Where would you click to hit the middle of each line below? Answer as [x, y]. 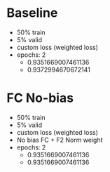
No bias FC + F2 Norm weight [60, 140]
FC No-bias [40, 98]
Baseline [32, 13]
